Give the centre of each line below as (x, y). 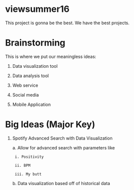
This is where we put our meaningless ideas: (51, 56)
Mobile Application (32, 104)
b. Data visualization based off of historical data (61, 183)
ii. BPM (23, 165)
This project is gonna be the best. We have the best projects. (67, 23)
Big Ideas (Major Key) (50, 124)
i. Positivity (29, 157)
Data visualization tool (35, 66)
